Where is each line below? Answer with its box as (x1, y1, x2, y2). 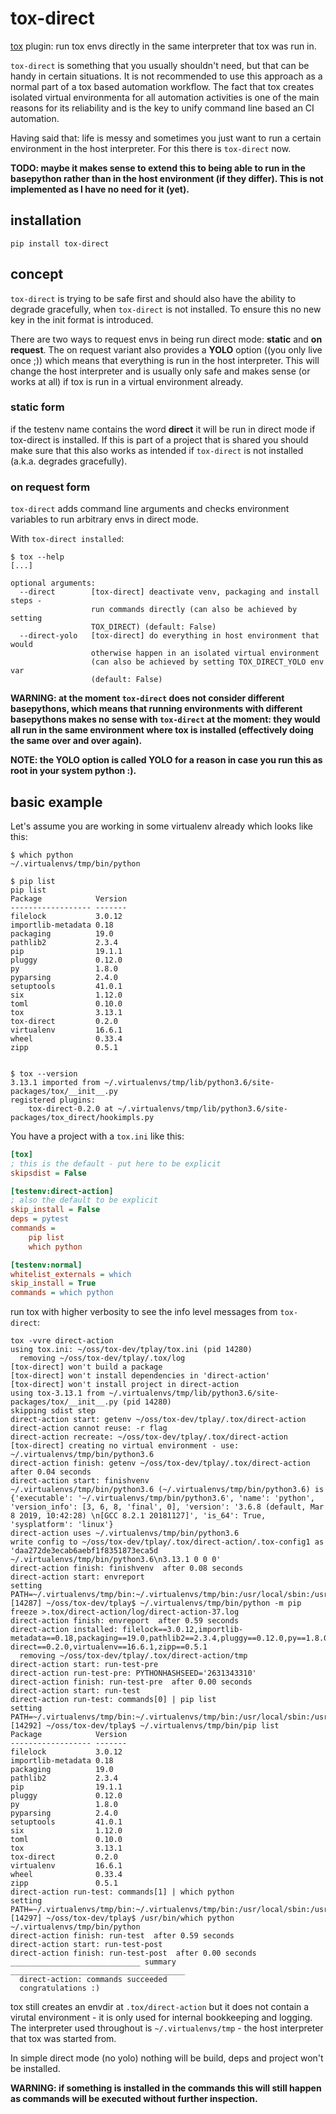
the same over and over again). (10, 735, 143, 747)
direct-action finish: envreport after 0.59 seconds (10, 1616, 240, 1626)
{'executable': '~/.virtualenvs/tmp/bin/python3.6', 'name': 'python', (10, 1493, 315, 1504)
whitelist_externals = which (10, 1269, 132, 1279)
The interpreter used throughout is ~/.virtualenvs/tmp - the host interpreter (10, 2022, 324, 2034)
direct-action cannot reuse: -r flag (10, 1423, 168, 1434)
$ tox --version (10, 1068, 78, 1079)
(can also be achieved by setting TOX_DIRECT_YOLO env (90, 657, 325, 667)
